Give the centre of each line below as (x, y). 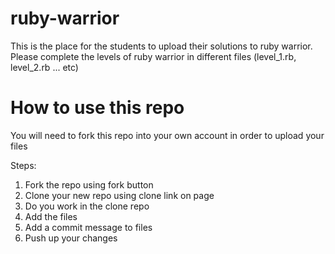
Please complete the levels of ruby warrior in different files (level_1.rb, (153, 56)
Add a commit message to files (88, 227)
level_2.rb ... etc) (44, 67)
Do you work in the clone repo (87, 206)
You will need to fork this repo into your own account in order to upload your (167, 135)
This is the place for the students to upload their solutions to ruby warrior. (161, 46)
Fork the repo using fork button (89, 184)
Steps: (23, 165)
